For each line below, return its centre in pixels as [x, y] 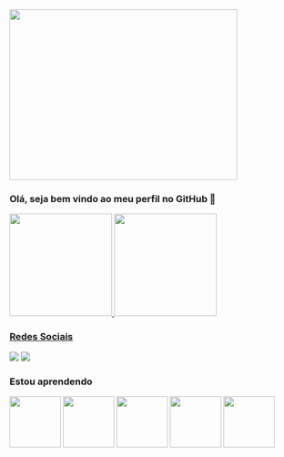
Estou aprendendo [51, 381]
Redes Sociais [41, 337]
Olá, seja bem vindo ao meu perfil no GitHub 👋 [113, 198]
